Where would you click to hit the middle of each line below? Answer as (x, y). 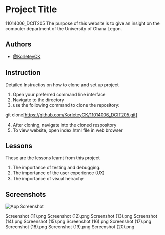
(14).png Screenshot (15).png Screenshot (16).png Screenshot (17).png (78, 222)
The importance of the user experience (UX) (58, 173)
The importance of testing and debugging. (56, 168)
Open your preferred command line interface (59, 94)
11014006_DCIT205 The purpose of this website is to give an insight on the (82, 23)
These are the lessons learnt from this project (52, 158)
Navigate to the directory (38, 100)
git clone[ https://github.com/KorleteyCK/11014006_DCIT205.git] (71, 115)
